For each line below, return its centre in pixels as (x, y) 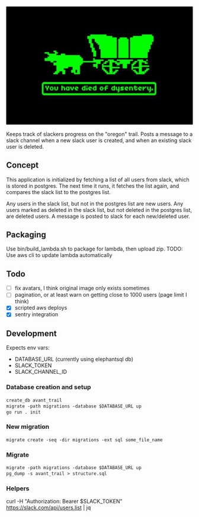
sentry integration (36, 314)
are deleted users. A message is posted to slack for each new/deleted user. (98, 216)
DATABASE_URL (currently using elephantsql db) (74, 359)
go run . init (24, 412)
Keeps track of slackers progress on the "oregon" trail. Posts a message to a (99, 134)
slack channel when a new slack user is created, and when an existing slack (99, 140)
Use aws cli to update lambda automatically (59, 255)
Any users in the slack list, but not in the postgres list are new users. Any (95, 203)
